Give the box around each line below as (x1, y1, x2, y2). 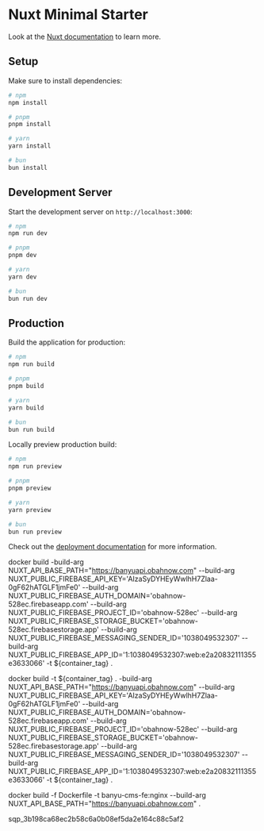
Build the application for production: (8, 337, 125, 347)
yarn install (8, 142, 52, 150)
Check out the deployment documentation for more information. (8, 542, 217, 552)
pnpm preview (8, 484, 52, 492)
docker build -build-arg (8, 557, 85, 567)
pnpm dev (8, 252, 37, 260)
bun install (8, 164, 48, 171)
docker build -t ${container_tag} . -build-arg (8, 674, 152, 683)
